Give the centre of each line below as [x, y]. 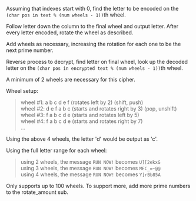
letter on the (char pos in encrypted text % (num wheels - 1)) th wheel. [95, 68]
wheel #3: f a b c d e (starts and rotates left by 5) [80, 115]
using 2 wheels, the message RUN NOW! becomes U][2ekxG [90, 162]
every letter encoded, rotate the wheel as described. [70, 33]
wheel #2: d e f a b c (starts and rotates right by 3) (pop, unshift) [99, 108]
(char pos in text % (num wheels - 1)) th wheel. [66, 15]
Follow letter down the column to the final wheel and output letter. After [92, 26]
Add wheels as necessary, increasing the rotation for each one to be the [94, 44]
